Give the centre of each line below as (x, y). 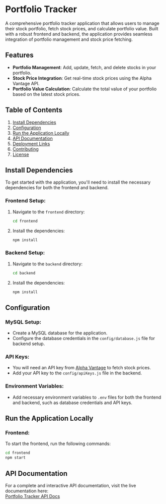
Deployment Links (31, 144)
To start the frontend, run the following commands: (58, 444)
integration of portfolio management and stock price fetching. (69, 39)
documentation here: (27, 491)
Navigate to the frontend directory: (49, 212)
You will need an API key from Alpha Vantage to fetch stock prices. (81, 368)
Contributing (25, 149)
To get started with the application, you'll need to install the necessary (78, 182)
